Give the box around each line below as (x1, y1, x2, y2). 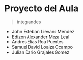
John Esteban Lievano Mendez (11, 28, 75, 34)
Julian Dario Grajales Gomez (11, 49, 70, 55)
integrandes (16, 19, 41, 25)
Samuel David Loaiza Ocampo (11, 44, 73, 50)
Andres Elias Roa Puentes (11, 39, 64, 44)
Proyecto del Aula (4, 3, 79, 14)
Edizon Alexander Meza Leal (11, 34, 70, 40)
